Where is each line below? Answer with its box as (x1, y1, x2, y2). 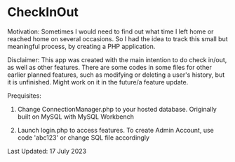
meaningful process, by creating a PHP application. (7, 42, 156, 50)
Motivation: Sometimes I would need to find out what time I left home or (7, 27, 214, 36)
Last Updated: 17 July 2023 (7, 147, 86, 155)
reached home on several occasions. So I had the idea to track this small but (7, 34, 228, 43)
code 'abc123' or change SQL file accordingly (17, 133, 149, 142)
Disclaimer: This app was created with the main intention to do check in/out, (7, 55, 227, 64)
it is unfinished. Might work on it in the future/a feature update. (7, 78, 189, 86)
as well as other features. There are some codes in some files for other (7, 63, 212, 71)
